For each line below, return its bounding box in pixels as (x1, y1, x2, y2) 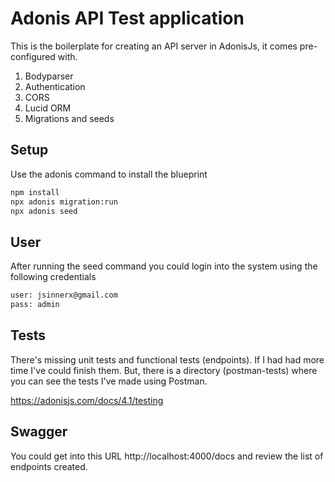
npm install (10, 187, 60, 197)
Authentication (24, 80, 86, 92)
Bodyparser (24, 70, 74, 82)
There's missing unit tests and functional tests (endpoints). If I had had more (10, 353, 325, 366)
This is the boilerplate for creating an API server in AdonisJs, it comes (10, 40, 298, 52)
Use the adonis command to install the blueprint (10, 168, 208, 180)
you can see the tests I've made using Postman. (10, 375, 208, 387)
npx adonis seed (10, 206, 78, 216)
